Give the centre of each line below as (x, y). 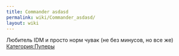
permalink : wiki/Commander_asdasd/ (51, 17)
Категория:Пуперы (31, 46)
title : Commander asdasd (37, 12)
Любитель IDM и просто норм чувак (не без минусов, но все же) (90, 40)
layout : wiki (23, 23)
